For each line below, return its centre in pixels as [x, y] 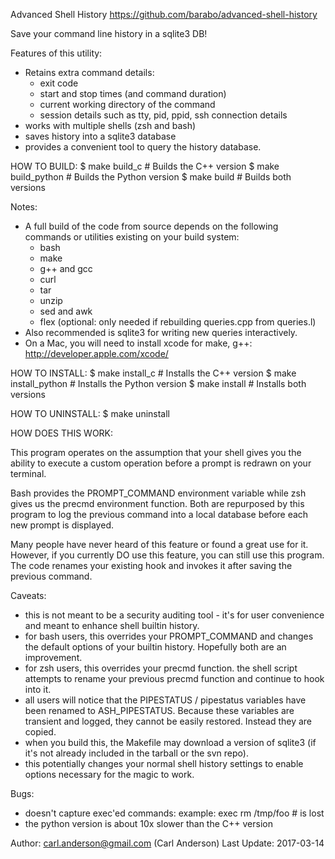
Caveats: [28, 595]
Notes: [24, 207]
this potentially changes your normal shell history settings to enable [164, 763]
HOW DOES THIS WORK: [62, 433]
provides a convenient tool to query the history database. [143, 147]
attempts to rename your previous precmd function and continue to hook [174, 678]
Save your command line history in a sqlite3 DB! [109, 33]
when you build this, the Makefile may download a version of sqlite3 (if [170, 742]
